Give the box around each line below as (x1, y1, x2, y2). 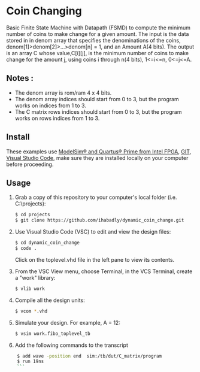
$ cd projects (14, 211, 50, 218)
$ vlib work (14, 286, 45, 292)
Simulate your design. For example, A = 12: (14, 319, 121, 326)
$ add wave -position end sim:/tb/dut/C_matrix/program (17, 353, 162, 359)
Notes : (6, 73, 34, 83)
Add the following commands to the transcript (14, 341, 129, 349)
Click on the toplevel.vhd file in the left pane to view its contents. (14, 256, 175, 263)
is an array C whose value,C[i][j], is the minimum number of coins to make (6, 49, 189, 56)
